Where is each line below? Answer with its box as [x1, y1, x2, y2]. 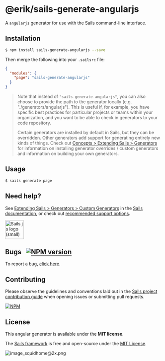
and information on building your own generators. [17, 150, 119, 156]
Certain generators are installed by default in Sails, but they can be [17, 130, 155, 135]
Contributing [5, 275, 46, 284]
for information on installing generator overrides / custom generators [17, 145, 159, 151]
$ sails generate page [5, 178, 52, 183]
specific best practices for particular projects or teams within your [17, 109, 153, 115]
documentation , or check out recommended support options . [5, 210, 130, 217]
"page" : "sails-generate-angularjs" [14, 75, 90, 80]
